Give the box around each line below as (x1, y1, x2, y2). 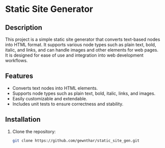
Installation (5, 115, 41, 124)
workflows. (5, 58, 28, 63)
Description (5, 23, 42, 32)
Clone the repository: (12, 128, 56, 135)
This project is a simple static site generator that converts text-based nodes (5, 36, 161, 42)
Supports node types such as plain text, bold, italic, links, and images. (12, 90, 156, 96)
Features (5, 72, 33, 80)
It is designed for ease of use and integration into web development (5, 52, 144, 58)
